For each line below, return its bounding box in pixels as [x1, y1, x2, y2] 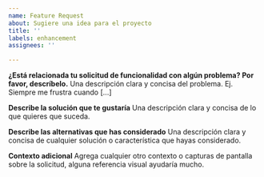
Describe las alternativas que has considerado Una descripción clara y [8, 127, 246, 137]
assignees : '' [8, 42, 56, 50]
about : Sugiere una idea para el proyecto [8, 19, 152, 27]
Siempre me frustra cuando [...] [8, 87, 112, 97]
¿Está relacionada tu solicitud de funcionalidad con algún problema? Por [8, 70, 254, 80]
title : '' [8, 26, 42, 34]
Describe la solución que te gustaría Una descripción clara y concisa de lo [8, 103, 257, 113]
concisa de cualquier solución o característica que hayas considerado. [8, 135, 242, 145]
